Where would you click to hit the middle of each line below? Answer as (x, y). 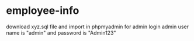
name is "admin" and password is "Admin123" (61, 32)
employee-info (43, 11)
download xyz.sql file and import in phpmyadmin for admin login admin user (97, 27)
